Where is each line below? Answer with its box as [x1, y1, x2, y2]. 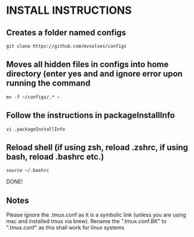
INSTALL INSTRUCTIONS [6, 4, 133, 17]
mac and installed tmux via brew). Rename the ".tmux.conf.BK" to [6, 218, 167, 225]
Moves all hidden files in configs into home [6, 59, 169, 69]
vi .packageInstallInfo [6, 126, 66, 132]
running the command [6, 78, 91, 89]
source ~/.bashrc [6, 168, 50, 174]
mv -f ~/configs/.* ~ [6, 94, 60, 100]
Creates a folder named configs [6, 28, 127, 38]
